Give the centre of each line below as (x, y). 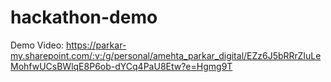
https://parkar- (96, 45)
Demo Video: (37, 45)
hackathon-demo (84, 17)
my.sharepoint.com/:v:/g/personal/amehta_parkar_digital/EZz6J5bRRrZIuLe (166, 55)
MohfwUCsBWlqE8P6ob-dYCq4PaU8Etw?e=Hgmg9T (121, 66)
